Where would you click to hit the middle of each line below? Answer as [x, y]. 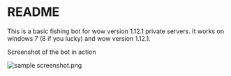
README [33, 12]
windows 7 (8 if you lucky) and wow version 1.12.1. [79, 38]
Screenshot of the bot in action [52, 52]
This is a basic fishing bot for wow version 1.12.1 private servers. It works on [116, 31]
